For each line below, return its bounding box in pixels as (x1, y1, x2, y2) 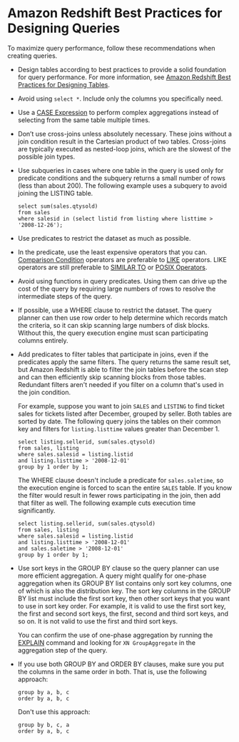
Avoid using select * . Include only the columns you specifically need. (17, 94, 223, 103)
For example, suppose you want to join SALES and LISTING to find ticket (17, 401, 225, 410)
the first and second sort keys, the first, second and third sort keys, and (17, 609, 229, 618)
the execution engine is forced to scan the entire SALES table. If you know (17, 483, 233, 492)
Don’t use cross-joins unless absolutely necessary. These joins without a (17, 129, 232, 138)
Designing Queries (7, 20, 120, 36)
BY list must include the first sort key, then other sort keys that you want (17, 594, 230, 603)
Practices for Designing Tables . (17, 80, 111, 89)
